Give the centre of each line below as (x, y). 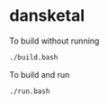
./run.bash (30, 91)
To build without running (54, 41)
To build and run (40, 74)
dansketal (47, 16)
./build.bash (34, 57)
